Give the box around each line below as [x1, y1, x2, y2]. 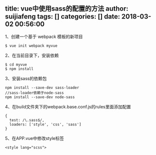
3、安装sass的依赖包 [5, 75, 47, 81]
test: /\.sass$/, [9, 118, 45, 122]
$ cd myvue [5, 62, 27, 67]
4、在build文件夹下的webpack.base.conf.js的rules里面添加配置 [5, 103, 131, 109]
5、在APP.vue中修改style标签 [5, 135, 64, 141]
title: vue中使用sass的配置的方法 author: [5, 4, 129, 13]
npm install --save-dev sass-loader [5, 85, 79, 90]
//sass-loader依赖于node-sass [5, 90, 64, 95]
